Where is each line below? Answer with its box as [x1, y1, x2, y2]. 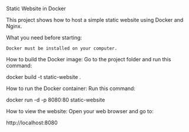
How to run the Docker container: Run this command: [6, 85, 136, 92]
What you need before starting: [6, 34, 83, 41]
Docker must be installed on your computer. [6, 45, 118, 51]
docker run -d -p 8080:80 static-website [6, 97, 105, 103]
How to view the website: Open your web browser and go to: [6, 108, 154, 114]
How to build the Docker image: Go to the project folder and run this [6, 56, 171, 62]
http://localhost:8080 [6, 119, 58, 126]
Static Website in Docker [6, 5, 66, 12]
